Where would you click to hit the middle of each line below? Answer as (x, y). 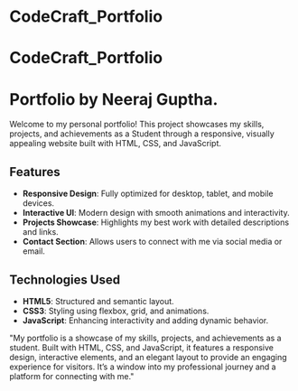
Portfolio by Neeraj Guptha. (114, 99)
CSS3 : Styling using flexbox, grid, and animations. (116, 311)
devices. (38, 203)
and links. (40, 232)
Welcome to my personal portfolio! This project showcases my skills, (137, 125)
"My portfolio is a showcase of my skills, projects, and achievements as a (145, 338)
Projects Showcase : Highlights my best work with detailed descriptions (156, 222)
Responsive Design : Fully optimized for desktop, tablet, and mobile (148, 194)
